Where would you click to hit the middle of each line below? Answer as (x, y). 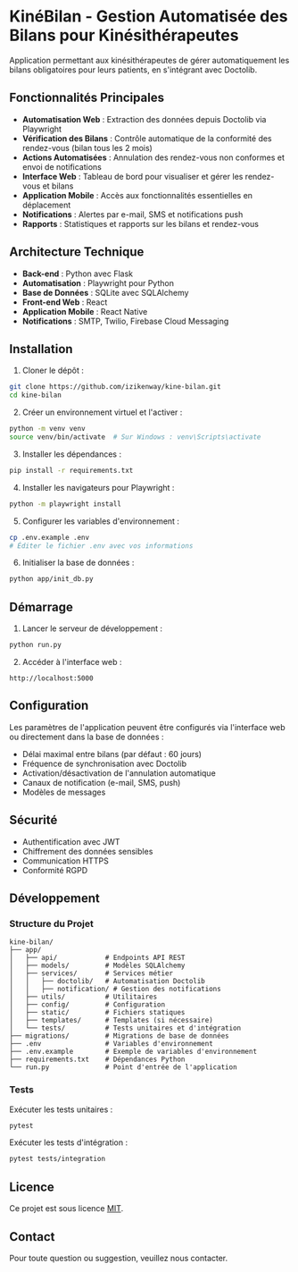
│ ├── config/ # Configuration (87, 1005)
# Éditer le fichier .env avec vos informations (101, 546)
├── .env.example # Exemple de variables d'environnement (133, 1052)
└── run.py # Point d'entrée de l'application (124, 1067)
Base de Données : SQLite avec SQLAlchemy (105, 292)
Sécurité (33, 820)
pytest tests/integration (57, 1159)
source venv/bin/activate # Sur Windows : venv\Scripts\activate (135, 437)
